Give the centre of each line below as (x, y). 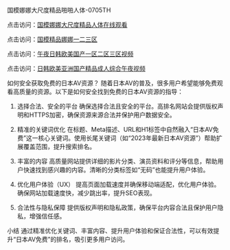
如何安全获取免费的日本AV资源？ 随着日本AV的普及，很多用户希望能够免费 (112, 83)
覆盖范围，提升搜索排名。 (59, 147)
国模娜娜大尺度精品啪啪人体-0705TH (59, 10)
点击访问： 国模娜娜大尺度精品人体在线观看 (67, 25)
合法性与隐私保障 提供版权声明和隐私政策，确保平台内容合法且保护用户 (117, 207)
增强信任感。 (47, 216)
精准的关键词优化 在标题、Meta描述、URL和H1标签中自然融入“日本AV (115, 129)
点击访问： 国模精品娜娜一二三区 (52, 39)
